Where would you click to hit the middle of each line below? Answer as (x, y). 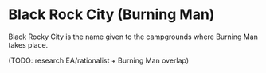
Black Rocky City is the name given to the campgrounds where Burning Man (133, 36)
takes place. (28, 44)
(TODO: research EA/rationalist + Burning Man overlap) (99, 60)
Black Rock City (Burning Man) (111, 15)
